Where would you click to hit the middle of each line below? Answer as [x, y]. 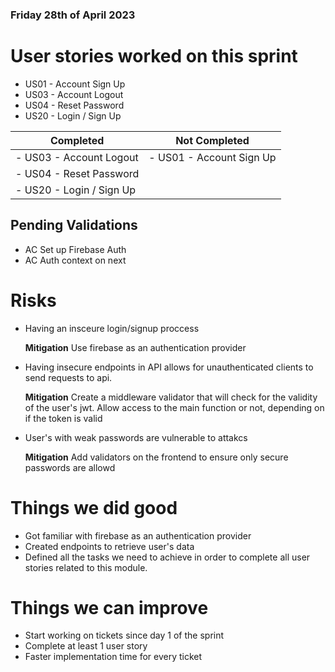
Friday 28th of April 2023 [73, 15]
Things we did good [94, 507]
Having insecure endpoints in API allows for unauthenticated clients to [169, 367]
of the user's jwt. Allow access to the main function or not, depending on [174, 407]
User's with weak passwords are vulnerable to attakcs [136, 437]
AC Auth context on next [75, 260]
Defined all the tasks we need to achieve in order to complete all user [167, 557]
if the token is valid [63, 418]
